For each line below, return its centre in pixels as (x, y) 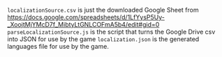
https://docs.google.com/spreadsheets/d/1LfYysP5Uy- (86, 17)
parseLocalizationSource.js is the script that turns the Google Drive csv (111, 32)
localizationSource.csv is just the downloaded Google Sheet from (103, 10)
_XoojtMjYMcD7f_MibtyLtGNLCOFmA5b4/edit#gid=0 (83, 24)
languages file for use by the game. (58, 46)
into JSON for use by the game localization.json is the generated (103, 39)
